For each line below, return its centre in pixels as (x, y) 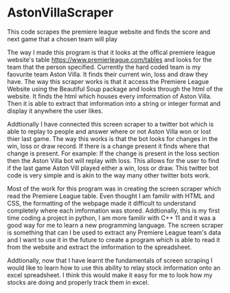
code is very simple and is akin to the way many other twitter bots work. (109, 175)
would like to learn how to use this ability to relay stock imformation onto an (114, 268)
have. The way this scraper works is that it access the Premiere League (108, 81)
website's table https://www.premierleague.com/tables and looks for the (110, 59)
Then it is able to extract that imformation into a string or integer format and (114, 103)
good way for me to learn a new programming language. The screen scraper (115, 225)
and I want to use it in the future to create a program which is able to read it (114, 239)
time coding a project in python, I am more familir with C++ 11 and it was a (112, 217)
